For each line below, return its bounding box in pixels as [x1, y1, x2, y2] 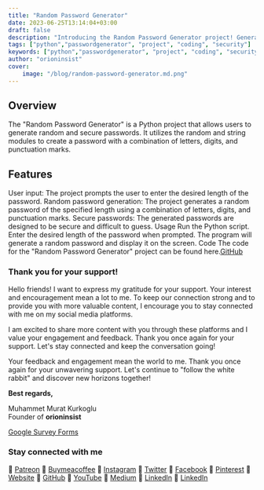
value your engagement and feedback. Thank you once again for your [8, 333, 235, 342]
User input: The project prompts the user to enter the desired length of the [8, 188, 249, 198]
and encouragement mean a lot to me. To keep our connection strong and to [8, 292, 255, 302]
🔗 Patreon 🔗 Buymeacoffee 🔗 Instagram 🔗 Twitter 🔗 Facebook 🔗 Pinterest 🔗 [8, 464, 251, 474]
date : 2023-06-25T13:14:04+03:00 [8, 19, 118, 27]
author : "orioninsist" [8, 56, 82, 64]
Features [8, 167, 53, 181]
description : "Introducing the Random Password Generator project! [8, 33, 234, 42]
